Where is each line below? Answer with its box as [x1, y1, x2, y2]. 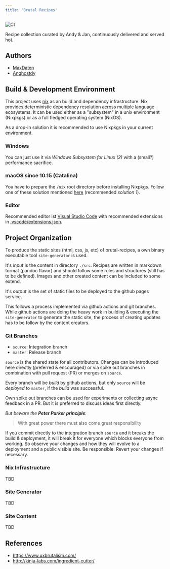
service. [5, 293, 22, 300]
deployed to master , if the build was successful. [5, 385, 105, 391]
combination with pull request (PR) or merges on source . [5, 370, 122, 376]
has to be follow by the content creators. [5, 320, 90, 326]
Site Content [5, 513, 37, 520]
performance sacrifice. [5, 160, 53, 166]
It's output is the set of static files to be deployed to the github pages [5, 288, 149, 294]
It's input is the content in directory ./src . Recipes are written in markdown [5, 262, 162, 268]
